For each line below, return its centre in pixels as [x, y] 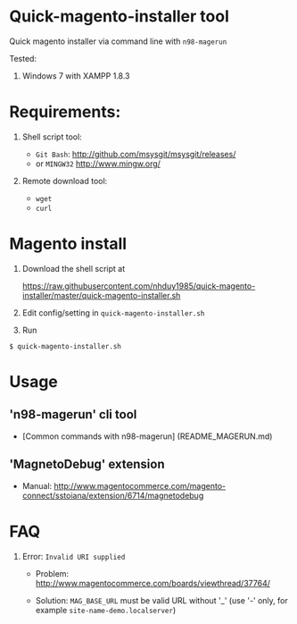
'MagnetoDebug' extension [87, 464]
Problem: [52, 573]
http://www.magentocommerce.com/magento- [140, 485]
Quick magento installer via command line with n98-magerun [118, 41]
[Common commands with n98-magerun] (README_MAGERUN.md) [147, 436]
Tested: [23, 58]
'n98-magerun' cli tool [73, 414]
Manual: [37, 485]
